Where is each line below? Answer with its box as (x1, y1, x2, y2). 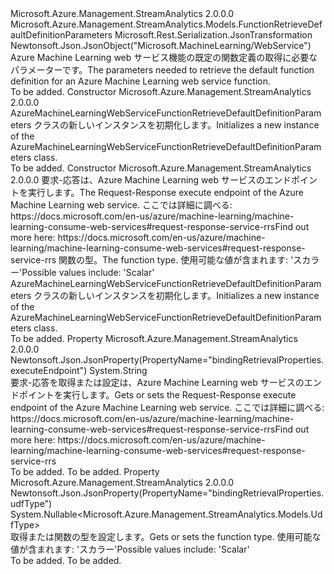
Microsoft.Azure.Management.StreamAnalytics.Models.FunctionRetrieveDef (10, 18, 323, 30)
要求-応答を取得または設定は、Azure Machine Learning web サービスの (10, 377, 305, 388)
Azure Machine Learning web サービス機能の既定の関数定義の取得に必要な (10, 52, 318, 63)
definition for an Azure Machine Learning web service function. (10, 75, 272, 87)
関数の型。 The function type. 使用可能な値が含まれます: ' (58, 254, 294, 266)
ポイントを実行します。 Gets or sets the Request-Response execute (18, 389, 297, 401)
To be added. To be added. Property (10, 466, 160, 477)
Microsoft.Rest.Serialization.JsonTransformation (114, 29, 313, 41)
